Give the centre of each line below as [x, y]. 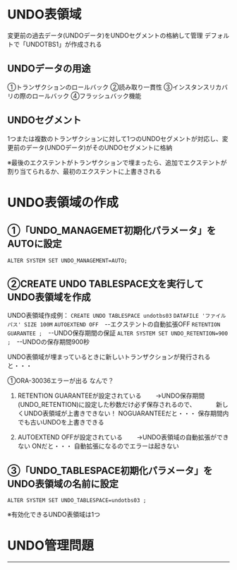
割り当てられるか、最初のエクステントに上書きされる [85, 171]
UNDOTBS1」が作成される [64, 44]
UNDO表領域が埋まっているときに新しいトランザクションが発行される [109, 357]
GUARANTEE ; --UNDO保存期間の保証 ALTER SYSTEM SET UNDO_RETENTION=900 [117, 333]
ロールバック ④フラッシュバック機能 [86, 95]
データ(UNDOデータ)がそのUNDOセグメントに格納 [99, 147]
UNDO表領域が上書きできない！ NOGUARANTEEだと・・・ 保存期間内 [126, 413]
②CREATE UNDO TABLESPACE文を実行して [105, 284]
